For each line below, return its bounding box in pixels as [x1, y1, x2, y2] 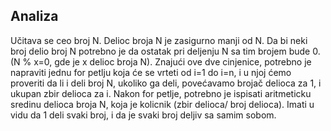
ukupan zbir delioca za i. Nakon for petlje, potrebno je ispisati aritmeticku [10, 87, 312, 99]
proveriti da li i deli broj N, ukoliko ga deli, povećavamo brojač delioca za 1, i [10, 77, 322, 89]
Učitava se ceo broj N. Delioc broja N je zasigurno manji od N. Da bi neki [10, 34, 308, 46]
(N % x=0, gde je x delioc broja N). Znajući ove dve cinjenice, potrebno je [10, 55, 312, 68]
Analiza [10, 8, 59, 25]
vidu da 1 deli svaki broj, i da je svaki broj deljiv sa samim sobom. [10, 109, 277, 121]
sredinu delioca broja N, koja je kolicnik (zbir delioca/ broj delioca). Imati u [10, 98, 315, 110]
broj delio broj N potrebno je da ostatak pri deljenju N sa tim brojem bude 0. [10, 45, 321, 57]
